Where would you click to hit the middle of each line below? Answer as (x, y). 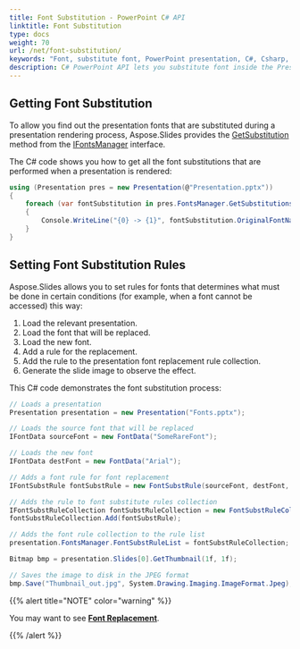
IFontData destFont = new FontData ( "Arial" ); (95, 461)
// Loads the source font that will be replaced (101, 429)
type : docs (29, 34)
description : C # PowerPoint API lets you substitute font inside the (142, 68)
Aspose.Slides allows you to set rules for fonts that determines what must (145, 286)
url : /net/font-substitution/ (66, 51)
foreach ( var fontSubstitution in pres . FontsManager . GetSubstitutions (159, 204)
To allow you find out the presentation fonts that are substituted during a (142, 125)
